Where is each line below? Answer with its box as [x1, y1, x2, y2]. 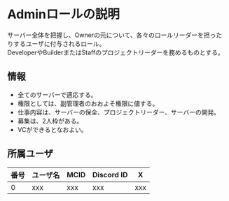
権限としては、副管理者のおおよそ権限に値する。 [17, 99, 159, 107]
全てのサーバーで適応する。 [17, 90, 97, 98]
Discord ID [92, 170, 128, 179]
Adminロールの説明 [7, 6, 120, 22]
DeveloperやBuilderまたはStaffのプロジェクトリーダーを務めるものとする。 [7, 48, 224, 57]
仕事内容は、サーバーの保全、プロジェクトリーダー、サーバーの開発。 [17, 107, 221, 116]
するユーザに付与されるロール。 [13, 39, 106, 47]
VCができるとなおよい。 [17, 125, 88, 133]
